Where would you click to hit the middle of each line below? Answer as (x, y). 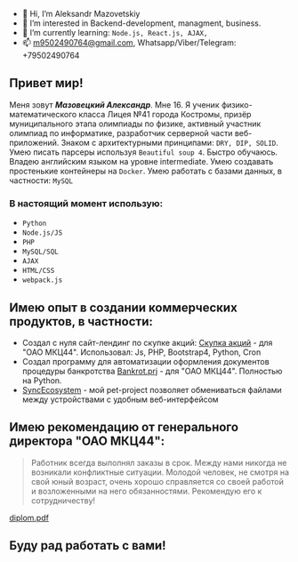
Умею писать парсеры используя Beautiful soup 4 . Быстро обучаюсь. (144, 152)
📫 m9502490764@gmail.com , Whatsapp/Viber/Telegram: (129, 43)
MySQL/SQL (40, 252)
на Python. (42, 380)
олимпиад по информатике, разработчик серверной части (121, 132)
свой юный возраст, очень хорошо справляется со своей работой (157, 481)
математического (43, 114)
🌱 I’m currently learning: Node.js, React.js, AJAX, (115, 32)
